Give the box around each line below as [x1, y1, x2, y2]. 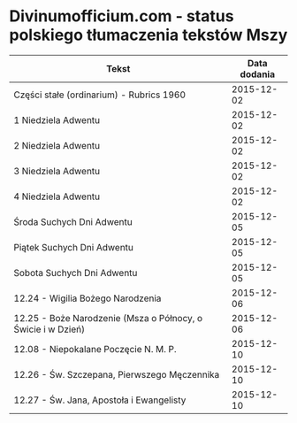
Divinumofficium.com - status [9, 6, 234, 27]
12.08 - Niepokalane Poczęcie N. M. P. [13, 342, 177, 355]
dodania [240, 68, 276, 81]
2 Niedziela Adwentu [13, 139, 101, 151]
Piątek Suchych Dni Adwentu [13, 241, 134, 253]
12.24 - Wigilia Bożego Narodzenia [13, 292, 162, 304]
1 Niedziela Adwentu [13, 113, 101, 126]
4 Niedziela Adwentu [13, 190, 101, 203]
